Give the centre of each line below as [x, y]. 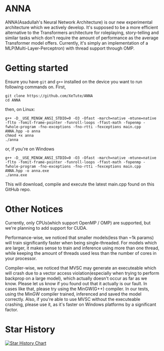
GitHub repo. [18, 189]
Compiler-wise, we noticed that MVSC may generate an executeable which [81, 268]
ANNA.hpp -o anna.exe [27, 171]
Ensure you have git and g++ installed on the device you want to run [74, 81]
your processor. [21, 258]
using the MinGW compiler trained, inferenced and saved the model [73, 294]
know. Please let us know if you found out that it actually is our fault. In [76, 283]
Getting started [37, 68]
